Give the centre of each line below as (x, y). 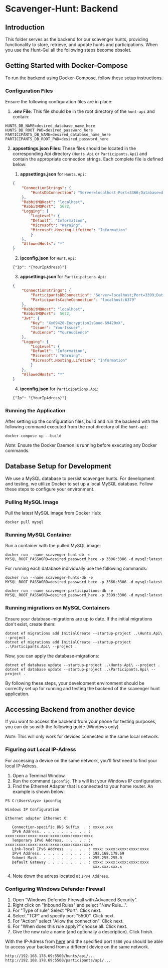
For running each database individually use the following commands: (76, 569)
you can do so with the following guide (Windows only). (63, 727)
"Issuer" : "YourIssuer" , (57, 328)
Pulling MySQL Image (32, 502)
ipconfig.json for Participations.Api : (59, 389)
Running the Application (35, 410)
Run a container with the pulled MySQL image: (53, 546)
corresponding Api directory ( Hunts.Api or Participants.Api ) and (80, 154)
